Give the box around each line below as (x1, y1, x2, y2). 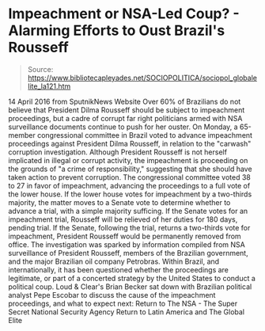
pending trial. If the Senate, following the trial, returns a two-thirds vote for (8, 223, 251, 232)
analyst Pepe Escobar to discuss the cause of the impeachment (8, 290, 216, 299)
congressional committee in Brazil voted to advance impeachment (36, 130, 253, 139)
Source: (27, 64, 54, 74)
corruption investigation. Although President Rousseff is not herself (8, 147, 228, 157)
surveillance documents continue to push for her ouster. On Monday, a (8, 122, 239, 131)
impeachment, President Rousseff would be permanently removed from (8, 231, 241, 241)
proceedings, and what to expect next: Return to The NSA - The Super (8, 299, 238, 308)
